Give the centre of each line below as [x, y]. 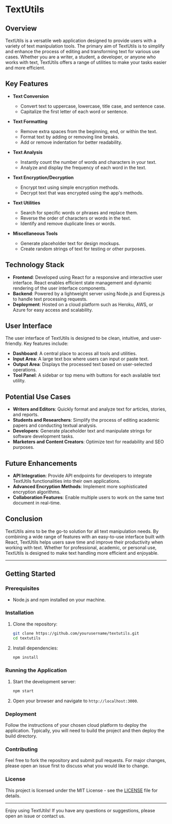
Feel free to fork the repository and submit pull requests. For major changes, [86, 761]
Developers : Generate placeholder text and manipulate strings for [82, 431]
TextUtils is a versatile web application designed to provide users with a [81, 40]
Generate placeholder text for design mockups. [70, 243]
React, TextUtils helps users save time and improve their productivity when [84, 542]
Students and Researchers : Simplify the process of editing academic [86, 420]
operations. [25, 370]
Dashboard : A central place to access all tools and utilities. [75, 354]
